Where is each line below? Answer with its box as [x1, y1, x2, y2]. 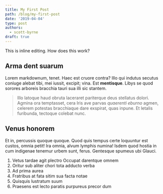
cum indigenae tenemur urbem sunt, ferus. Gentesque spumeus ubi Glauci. [5, 148, 157, 154]
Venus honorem [5, 125, 55, 133]
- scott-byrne [9, 30, 38, 35]
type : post [5, 21, 27, 26]
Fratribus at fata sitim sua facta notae [12, 173, 88, 179]
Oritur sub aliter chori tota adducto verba [12, 162, 95, 169]
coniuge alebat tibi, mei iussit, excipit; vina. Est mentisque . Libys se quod [5, 80, 153, 86]
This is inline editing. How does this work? [5, 47, 90, 54]
